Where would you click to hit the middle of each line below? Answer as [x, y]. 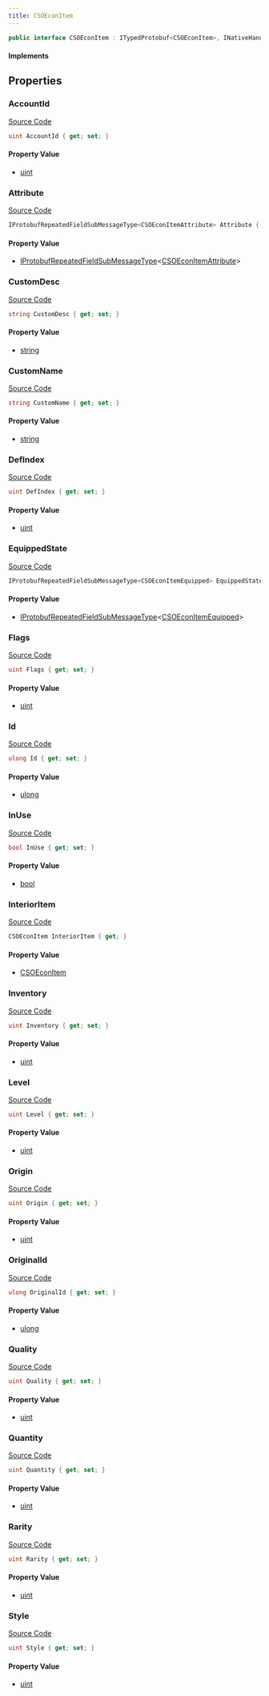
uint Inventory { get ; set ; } [59, 1025]
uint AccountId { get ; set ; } [59, 136]
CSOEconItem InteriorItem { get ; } [68, 937]
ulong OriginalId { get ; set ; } [62, 1292]
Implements [29, 56]
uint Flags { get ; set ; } [51, 670]
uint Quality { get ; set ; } [55, 1382]
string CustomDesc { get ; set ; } [64, 314]
